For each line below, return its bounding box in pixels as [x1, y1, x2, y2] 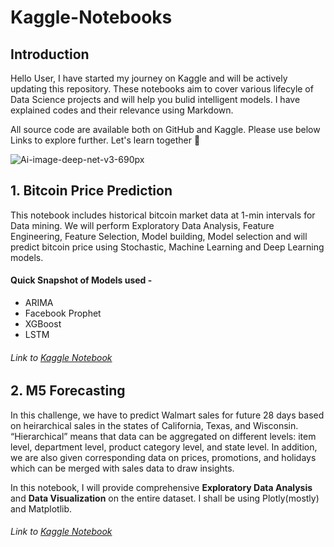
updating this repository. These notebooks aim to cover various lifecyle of [10, 83, 314, 95]
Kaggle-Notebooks [10, 6, 173, 29]
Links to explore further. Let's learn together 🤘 [10, 134, 201, 146]
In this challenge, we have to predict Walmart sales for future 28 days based [10, 409, 325, 421]
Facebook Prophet [24, 307, 102, 320]
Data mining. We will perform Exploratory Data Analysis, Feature [10, 219, 275, 231]
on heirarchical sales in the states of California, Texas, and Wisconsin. [10, 419, 299, 431]
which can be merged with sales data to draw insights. [10, 462, 235, 474]
